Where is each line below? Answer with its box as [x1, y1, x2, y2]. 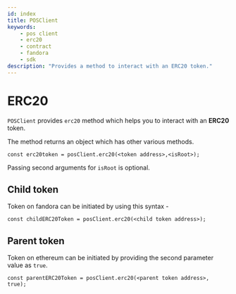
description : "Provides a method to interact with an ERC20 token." [7, 63, 213, 70]
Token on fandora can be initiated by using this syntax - [7, 202, 169, 211]
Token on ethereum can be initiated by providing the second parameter [7, 254, 213, 262]
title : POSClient [7, 17, 58, 24]
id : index [7, 10, 37, 18]
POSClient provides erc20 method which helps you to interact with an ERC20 [7, 116, 230, 124]
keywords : [7, 23, 37, 30]
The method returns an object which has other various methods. [7, 137, 194, 146]
